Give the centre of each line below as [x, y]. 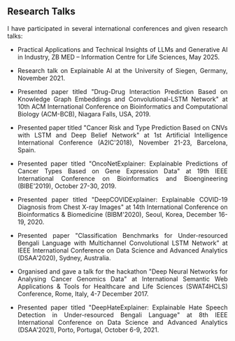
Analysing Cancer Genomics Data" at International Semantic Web [122, 279]
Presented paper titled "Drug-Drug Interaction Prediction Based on [122, 91]
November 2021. [41, 78]
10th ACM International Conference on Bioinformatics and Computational [122, 106]
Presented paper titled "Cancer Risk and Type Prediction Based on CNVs [122, 127]
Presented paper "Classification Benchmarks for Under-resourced [122, 235]
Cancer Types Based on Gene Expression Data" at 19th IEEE [122, 170]
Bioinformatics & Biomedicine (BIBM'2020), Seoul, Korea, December [117, 214]
